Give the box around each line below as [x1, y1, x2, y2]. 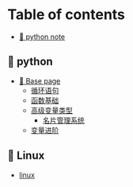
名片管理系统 [42, 115, 85, 125]
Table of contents [7, 6, 126, 24]
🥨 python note [18, 32, 66, 41]
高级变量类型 [30, 105, 73, 115]
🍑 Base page [18, 76, 61, 85]
